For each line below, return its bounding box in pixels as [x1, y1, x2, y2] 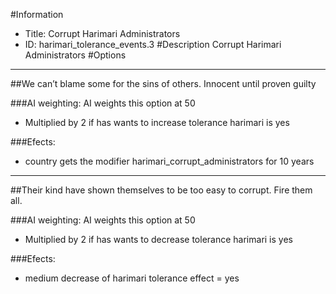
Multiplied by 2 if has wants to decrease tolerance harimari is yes [24, 234, 293, 245]
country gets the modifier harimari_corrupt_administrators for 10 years [24, 155, 315, 167]
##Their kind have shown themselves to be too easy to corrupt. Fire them [10, 184, 313, 196]
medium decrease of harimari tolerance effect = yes [24, 272, 240, 284]
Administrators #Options [24, 49, 127, 61]
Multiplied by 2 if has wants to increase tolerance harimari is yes [24, 117, 290, 128]
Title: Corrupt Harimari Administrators [24, 28, 181, 39]
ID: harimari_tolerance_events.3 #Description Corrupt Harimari [24, 39, 282, 50]
